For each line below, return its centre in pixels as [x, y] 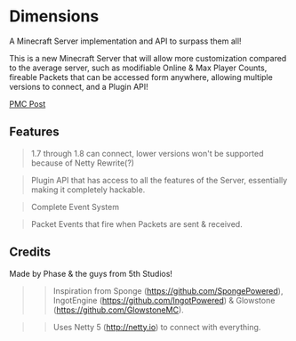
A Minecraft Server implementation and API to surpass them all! [125, 41]
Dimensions [54, 16]
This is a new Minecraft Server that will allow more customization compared [148, 58]
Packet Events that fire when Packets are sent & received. [136, 223]
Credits [30, 252]
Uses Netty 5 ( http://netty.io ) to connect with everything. [157, 327]
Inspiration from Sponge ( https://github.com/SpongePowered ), [168, 290]
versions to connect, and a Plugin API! [79, 86]
